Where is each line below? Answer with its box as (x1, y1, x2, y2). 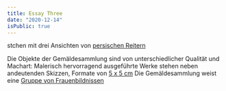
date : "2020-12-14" (7, 16, 63, 23)
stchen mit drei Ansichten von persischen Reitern (7, 42, 146, 50)
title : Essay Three (7, 10, 63, 17)
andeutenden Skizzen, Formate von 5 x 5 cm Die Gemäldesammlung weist (7, 69, 217, 77)
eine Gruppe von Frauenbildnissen (7, 77, 104, 85)
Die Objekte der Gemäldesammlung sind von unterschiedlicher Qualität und (7, 55, 220, 63)
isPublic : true (7, 23, 51, 29)
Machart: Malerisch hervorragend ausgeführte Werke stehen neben (7, 62, 199, 70)
